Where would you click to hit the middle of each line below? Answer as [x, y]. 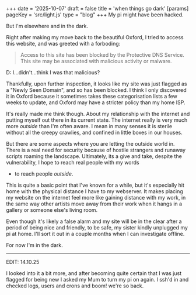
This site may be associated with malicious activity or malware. [96, 61]
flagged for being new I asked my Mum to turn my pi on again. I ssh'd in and [97, 279]
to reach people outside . [44, 174]
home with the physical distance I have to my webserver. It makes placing [95, 191]
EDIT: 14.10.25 [23, 262]
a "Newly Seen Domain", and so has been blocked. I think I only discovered [96, 90]
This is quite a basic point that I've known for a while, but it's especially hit [95, 185]
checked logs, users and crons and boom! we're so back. [75, 286]
